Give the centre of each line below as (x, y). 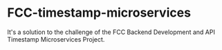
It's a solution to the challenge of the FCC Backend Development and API (111, 32)
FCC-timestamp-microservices (99, 13)
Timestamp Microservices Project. (56, 39)
